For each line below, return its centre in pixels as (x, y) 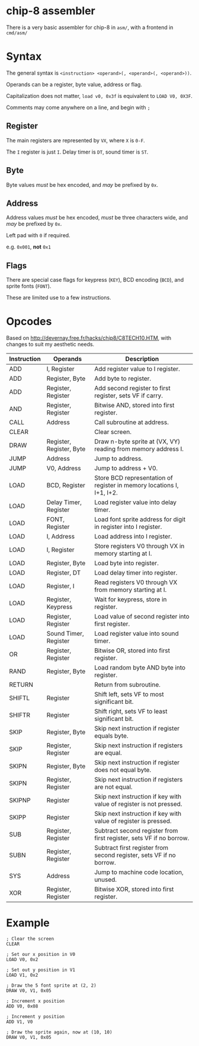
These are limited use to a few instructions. (59, 298)
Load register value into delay (135, 502)
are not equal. (113, 787)
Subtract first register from (131, 848)
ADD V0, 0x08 (22, 1006)
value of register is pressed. (133, 821)
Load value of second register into (142, 617)
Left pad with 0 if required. (38, 235)
